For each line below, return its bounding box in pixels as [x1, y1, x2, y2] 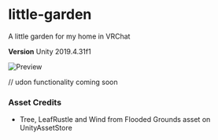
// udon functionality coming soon [8, 77, 118, 87]
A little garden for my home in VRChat [8, 31, 131, 41]
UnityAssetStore [19, 123, 72, 133]
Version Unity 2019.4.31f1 [8, 46, 92, 56]
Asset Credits [8, 97, 61, 108]
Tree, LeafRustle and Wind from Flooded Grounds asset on [19, 115, 211, 124]
